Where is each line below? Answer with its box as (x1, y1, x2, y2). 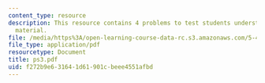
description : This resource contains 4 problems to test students (8, 19, 231, 27)
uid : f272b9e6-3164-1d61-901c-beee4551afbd (8, 63, 154, 71)
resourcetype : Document (8, 48, 87, 56)
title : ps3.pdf (8, 56, 58, 64)
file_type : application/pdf (8, 41, 101, 49)
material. (15, 26, 47, 34)
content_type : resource (8, 11, 87, 20)
